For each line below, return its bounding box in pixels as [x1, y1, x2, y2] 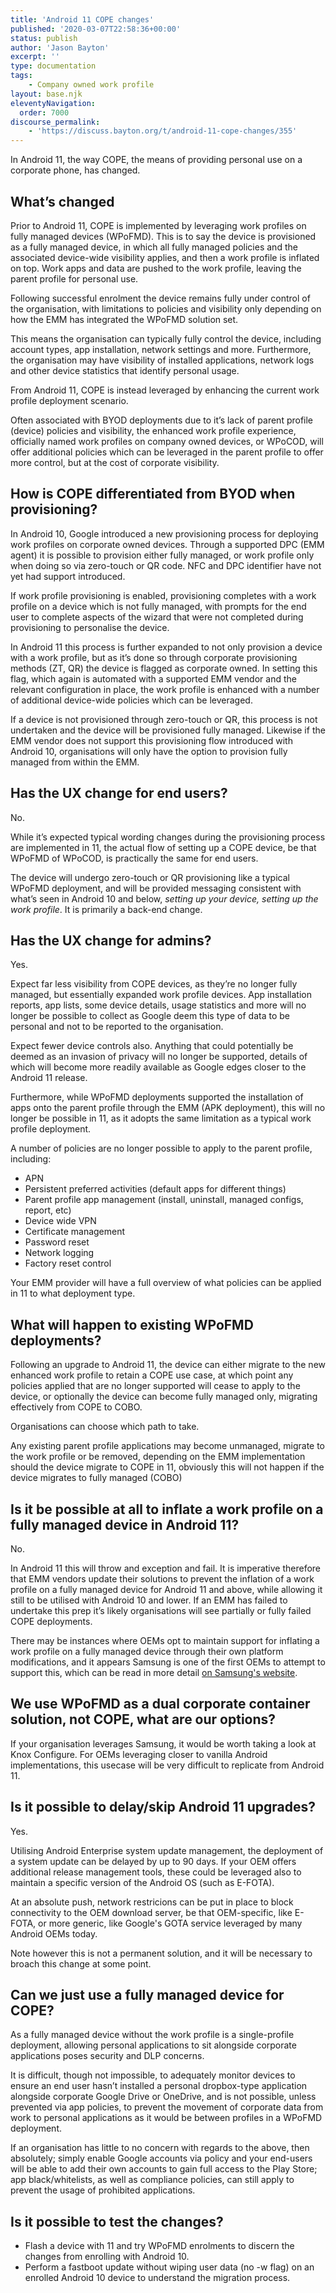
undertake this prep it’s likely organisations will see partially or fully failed [10, 1605, 312, 1616]
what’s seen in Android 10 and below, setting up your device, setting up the [10, 892, 319, 905]
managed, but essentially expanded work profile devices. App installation [10, 989, 312, 1001]
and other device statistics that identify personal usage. [10, 364, 240, 376]
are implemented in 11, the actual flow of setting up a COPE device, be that [10, 841, 317, 853]
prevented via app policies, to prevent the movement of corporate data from [10, 2101, 324, 2113]
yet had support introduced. [10, 570, 126, 582]
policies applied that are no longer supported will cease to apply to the [10, 1380, 301, 1392]
